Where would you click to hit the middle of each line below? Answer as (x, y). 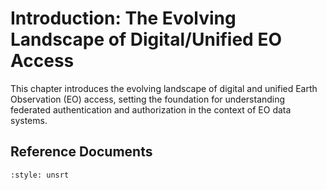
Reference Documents (81, 152)
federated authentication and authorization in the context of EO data (151, 109)
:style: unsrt (40, 175)
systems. (29, 120)
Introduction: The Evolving (123, 18)
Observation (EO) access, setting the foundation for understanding (148, 99)
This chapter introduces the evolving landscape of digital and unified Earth (164, 88)
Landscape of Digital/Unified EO (146, 39)
